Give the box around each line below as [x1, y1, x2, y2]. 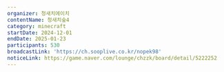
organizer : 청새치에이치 [7, 10, 70, 17]
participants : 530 [7, 42, 60, 49]
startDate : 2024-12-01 [7, 29, 72, 36]
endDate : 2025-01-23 [7, 36, 67, 43]
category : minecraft [7, 23, 67, 29]
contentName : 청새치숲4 [7, 16, 70, 23]
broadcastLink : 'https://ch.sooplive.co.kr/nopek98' [7, 49, 162, 56]
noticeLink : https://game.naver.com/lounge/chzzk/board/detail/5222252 [7, 55, 217, 62]
